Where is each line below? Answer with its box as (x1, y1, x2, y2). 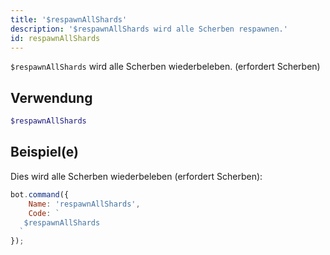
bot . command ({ (10, 189, 70, 200)
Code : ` (28, 208, 60, 218)
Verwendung (10, 89, 93, 106)
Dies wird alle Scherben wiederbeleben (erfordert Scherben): (10, 170, 263, 182)
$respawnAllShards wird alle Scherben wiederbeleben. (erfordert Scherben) (10, 61, 321, 73)
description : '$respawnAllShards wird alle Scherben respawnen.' (10, 24, 288, 34)
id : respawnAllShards (10, 33, 101, 43)
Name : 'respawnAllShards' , (28, 199, 141, 209)
